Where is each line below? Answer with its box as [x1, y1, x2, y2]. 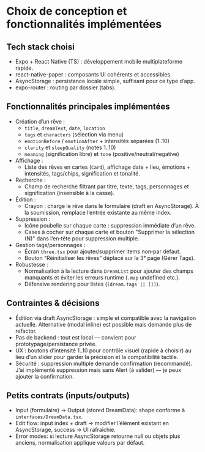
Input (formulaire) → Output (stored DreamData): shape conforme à [15, 407, 185, 414]
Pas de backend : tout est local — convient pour [15, 333, 136, 341]
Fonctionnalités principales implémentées [6, 102, 170, 112]
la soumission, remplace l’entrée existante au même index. [24, 209, 172, 216]
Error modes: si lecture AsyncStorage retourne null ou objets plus [15, 432, 181, 440]
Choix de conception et [6, 4, 127, 18]
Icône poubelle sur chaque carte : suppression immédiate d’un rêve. [24, 221, 196, 229]
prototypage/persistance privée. [15, 340, 97, 347]
